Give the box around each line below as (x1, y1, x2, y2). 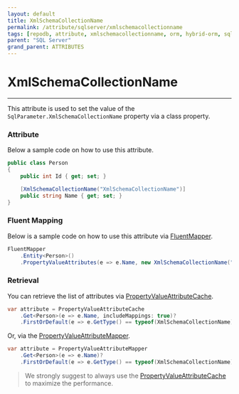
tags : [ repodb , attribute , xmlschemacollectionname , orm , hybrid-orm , (7, 30, 221, 38)
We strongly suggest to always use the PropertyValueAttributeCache (24, 371, 226, 380)
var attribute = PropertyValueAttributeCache (7, 305, 144, 313)
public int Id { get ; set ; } (20, 172, 107, 180)
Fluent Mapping (7, 215, 63, 225)
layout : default (7, 10, 55, 18)
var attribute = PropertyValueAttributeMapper (7, 346, 148, 353)
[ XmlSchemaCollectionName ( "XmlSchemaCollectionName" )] (20, 186, 186, 193)
